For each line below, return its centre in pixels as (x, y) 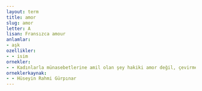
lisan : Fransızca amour (36, 34)
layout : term (23, 12)
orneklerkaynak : (26, 73)
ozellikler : (21, 51)
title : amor (21, 17)
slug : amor (20, 23)
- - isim (17, 56)
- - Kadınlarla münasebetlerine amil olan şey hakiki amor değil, (91, 67)
